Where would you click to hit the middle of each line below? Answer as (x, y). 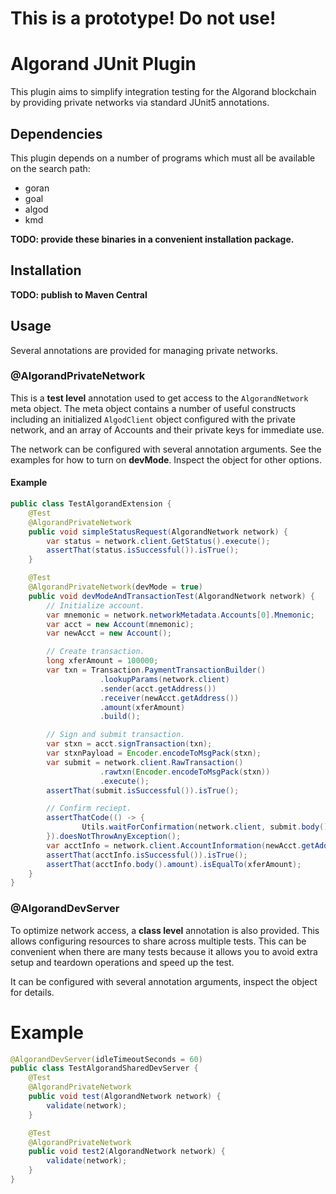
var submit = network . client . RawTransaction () (145, 762)
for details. (32, 992)
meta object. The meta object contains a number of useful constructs (153, 408)
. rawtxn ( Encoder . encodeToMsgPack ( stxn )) (185, 772)
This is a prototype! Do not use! (143, 18)
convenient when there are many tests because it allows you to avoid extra (164, 951)
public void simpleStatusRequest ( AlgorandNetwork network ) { (158, 532)
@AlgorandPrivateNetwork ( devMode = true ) (115, 587)
